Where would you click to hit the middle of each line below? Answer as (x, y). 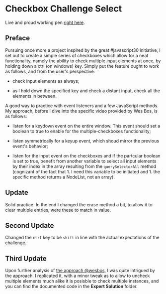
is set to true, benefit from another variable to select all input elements (84, 161)
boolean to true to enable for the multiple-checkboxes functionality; (82, 131)
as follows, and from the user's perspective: (50, 71)
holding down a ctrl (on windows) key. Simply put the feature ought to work (82, 66)
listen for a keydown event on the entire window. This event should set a (86, 126)
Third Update (26, 258)
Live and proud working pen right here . (45, 22)
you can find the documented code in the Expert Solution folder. (71, 287)
